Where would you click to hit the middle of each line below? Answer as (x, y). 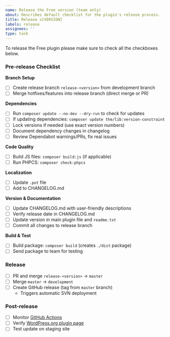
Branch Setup (20, 78)
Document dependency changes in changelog (61, 131)
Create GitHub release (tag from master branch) (63, 287)
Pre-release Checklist (33, 67)
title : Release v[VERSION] (34, 19)
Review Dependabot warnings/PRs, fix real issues (65, 136)
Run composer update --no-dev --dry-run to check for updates (79, 114)
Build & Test (18, 236)
